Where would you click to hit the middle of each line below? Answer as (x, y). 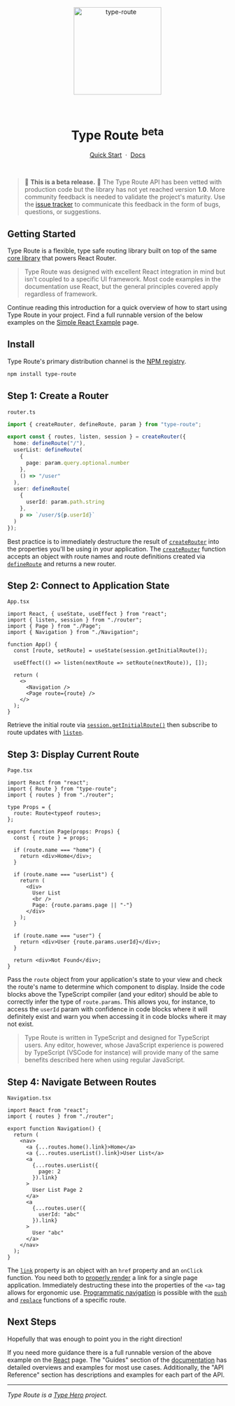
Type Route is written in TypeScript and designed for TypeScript (117, 1038)
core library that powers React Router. (62, 258)
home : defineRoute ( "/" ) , (50, 444)
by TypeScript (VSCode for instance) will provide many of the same (121, 1053)
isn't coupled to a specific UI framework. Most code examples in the (123, 279)
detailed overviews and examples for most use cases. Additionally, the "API (115, 1367)
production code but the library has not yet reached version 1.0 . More (124, 190)
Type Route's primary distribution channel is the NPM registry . (97, 361)
